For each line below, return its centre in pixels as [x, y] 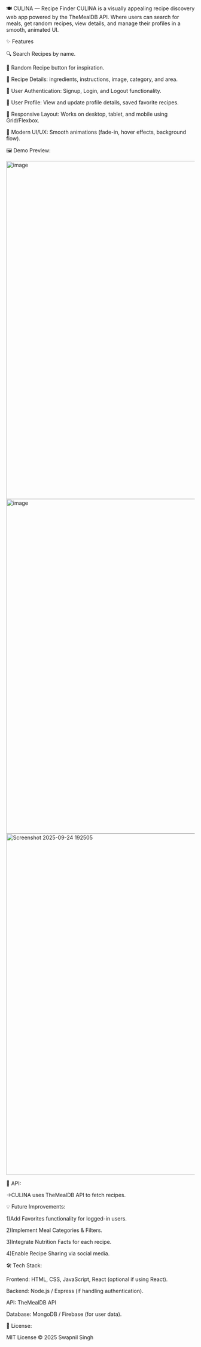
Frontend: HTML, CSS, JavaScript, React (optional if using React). [87, 1279]
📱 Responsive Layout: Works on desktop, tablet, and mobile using [87, 114]
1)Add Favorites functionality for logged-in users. [67, 1218]
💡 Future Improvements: [36, 1206]
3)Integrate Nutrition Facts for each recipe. [59, 1242]
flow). [13, 138]
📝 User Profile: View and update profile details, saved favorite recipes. [93, 103]
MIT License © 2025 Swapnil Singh [50, 1337]
